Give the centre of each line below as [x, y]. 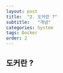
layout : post [22, 11]
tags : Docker [22, 33]
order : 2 [17, 38]
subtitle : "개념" [29, 22]
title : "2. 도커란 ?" [32, 17]
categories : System [30, 28]
